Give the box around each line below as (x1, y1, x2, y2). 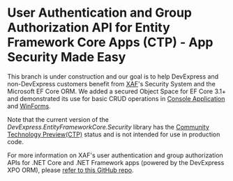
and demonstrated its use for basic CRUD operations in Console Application (7, 94, 225, 102)
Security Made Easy (7, 49, 126, 65)
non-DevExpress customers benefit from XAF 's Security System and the (7, 79, 216, 88)
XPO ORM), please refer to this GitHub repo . (7, 166, 134, 174)
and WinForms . (7, 102, 51, 110)
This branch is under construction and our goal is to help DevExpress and (7, 72, 219, 81)
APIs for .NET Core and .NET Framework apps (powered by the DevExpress (7, 158, 225, 166)
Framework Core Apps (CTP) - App (7, 35, 213, 50)
